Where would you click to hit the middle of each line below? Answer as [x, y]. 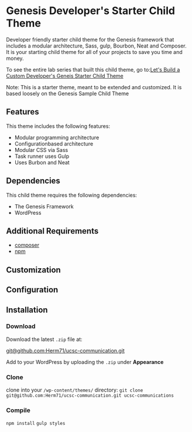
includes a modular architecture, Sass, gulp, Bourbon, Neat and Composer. [96, 46]
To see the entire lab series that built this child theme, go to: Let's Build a [93, 69]
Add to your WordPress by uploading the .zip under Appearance [85, 362]
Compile [18, 410]
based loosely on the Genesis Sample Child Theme [68, 93]
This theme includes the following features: [58, 126]
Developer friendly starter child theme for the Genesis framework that [90, 39]
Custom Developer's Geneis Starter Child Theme [65, 76]
